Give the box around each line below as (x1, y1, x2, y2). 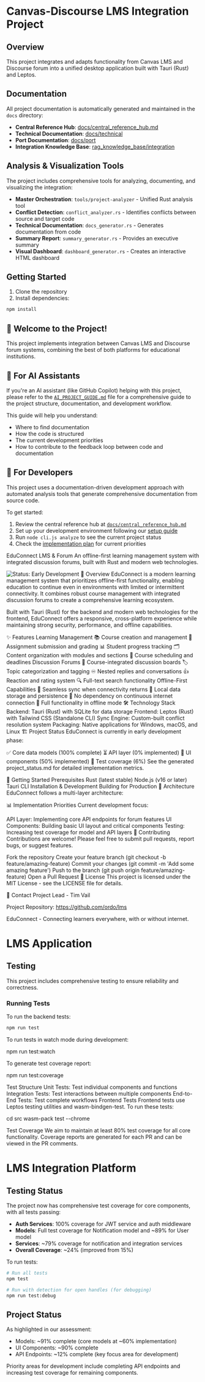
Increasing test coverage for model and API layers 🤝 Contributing (6, 828, 170, 836)
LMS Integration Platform (6, 1161, 136, 1175)
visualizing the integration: (6, 183, 73, 191)
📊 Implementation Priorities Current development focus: (6, 801, 149, 809)
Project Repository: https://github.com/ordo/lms (6, 903, 127, 911)
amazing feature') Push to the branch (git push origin (6, 866, 140, 874)
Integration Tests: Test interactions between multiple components (6, 1090, 172, 1097)
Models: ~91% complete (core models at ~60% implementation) (15, 1338, 177, 1345)
